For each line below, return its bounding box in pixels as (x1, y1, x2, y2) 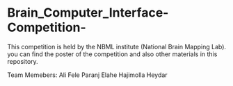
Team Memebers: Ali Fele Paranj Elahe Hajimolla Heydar (7, 71, 168, 79)
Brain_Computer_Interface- (7, 5, 169, 21)
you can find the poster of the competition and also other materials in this (7, 50, 218, 58)
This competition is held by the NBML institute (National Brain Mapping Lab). (7, 42, 227, 51)
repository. (7, 57, 38, 65)
